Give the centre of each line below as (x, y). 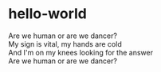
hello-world (48, 14)
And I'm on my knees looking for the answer (81, 52)
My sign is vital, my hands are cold (65, 44)
